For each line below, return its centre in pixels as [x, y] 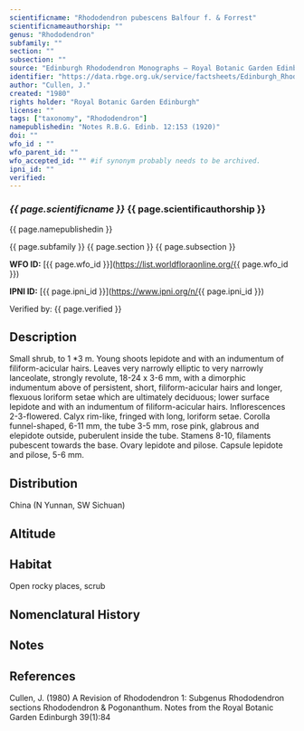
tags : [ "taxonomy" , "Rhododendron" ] [78, 119]
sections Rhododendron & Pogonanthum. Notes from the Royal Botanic [142, 707]
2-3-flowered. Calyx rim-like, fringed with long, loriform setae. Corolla [140, 416]
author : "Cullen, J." [50, 85]
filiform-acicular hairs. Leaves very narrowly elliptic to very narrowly [137, 368]
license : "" [32, 110]
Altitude [33, 533]
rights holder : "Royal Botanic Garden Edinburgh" [105, 102]
